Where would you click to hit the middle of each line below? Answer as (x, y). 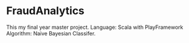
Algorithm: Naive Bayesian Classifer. (51, 33)
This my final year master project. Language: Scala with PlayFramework (95, 27)
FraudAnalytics (46, 11)
